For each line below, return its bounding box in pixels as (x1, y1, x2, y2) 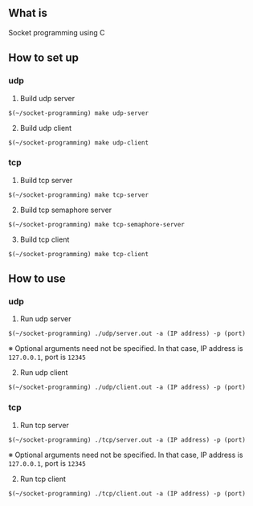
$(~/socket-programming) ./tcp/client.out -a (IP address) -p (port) (8, 489, 247, 497)
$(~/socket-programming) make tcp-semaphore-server (8, 220, 185, 228)
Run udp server (19, 314, 71, 324)
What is (8, 6, 48, 20)
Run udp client (19, 368, 68, 377)
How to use (8, 272, 66, 286)
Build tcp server (19, 175, 73, 185)
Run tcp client (19, 474, 67, 484)
